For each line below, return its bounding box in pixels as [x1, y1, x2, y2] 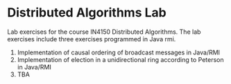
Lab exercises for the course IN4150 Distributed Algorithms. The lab [7, 28, 201, 36]
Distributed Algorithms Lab [7, 5, 166, 21]
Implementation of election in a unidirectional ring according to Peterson [17, 55, 224, 63]
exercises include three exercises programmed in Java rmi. [7, 34, 176, 43]
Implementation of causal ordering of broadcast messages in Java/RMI [17, 48, 221, 56]
